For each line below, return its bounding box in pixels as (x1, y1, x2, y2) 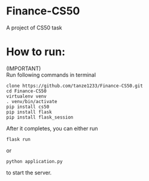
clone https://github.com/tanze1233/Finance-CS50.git (6, 83, 144, 89)
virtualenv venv (6, 93, 47, 99)
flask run (6, 136, 31, 142)
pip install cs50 (6, 104, 50, 110)
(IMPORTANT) (6, 65, 41, 72)
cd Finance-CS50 (6, 88, 47, 94)
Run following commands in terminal (6, 71, 96, 79)
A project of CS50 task (6, 24, 63, 31)
